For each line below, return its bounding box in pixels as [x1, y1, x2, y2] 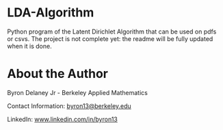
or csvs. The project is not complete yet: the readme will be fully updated [7, 34, 213, 42]
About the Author [7, 66, 108, 81]
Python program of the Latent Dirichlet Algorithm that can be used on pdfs [7, 27, 217, 36]
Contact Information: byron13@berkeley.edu [7, 101, 131, 110]
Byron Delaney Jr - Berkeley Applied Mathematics [7, 88, 148, 96]
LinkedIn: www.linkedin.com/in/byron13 [7, 115, 118, 123]
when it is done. [7, 42, 53, 50]
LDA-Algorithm [7, 5, 94, 21]
